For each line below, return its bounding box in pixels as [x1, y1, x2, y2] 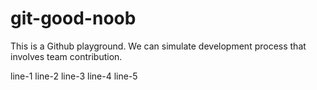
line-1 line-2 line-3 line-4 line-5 [10, 70, 138, 82]
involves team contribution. [10, 50, 123, 62]
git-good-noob [10, 7, 137, 30]
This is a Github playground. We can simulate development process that [10, 40, 307, 52]
